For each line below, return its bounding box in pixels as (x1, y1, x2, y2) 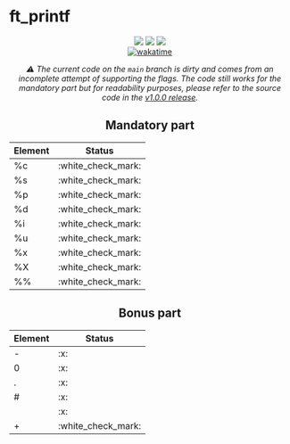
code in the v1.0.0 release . (101, 92, 199, 103)
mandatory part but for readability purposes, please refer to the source (19, 82, 281, 93)
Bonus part (119, 306, 181, 321)
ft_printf (9, 6, 71, 27)
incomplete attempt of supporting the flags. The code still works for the (18, 73, 282, 84)
